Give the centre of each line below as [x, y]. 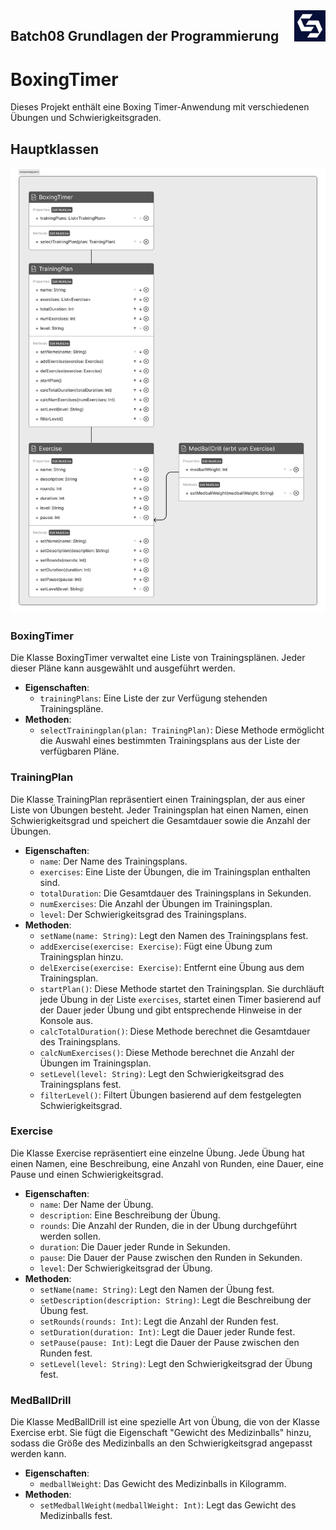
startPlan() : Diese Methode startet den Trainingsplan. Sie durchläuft [182, 988]
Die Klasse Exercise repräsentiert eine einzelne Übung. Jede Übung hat [157, 1153]
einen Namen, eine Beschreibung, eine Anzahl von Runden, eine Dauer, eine [167, 1163]
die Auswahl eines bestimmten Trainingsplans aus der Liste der [170, 741]
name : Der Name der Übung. [96, 1204]
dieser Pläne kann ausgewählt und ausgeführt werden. [123, 668]
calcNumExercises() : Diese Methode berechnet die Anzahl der [167, 1052]
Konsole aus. [66, 1020]
